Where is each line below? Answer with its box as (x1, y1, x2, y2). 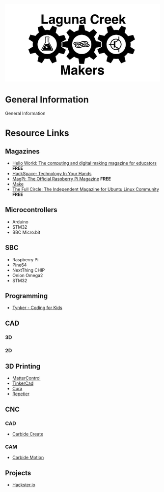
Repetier (12, 391, 29, 397)
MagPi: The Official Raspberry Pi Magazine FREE (12, 176, 111, 182)
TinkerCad (12, 380, 33, 386)
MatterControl (12, 375, 41, 381)
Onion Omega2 (12, 272, 43, 278)
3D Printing (5, 362, 41, 370)
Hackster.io (12, 482, 35, 488)
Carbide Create (12, 431, 44, 437)
